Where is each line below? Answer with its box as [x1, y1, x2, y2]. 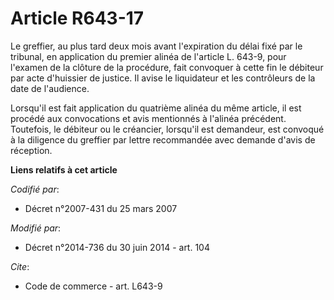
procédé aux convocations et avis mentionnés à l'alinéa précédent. [10, 112, 287, 124]
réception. [10, 144, 53, 156]
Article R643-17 [10, 7, 145, 30]
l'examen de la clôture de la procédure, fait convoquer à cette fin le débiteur [10, 61, 324, 73]
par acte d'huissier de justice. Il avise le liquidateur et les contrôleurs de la [10, 72, 316, 84]
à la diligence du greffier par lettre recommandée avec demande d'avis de [10, 133, 316, 146]
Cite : [10, 260, 30, 272]
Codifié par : [10, 183, 60, 195]
